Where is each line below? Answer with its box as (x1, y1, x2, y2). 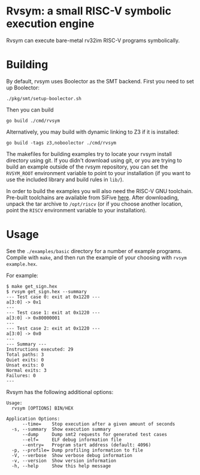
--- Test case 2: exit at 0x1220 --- (6, 325, 101, 331)
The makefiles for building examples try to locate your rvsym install (6, 150, 172, 157)
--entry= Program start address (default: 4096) (22, 442, 151, 448)
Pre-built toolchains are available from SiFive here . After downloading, (6, 194, 180, 201)
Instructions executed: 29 (6, 346, 74, 352)
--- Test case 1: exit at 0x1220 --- (6, 309, 101, 315)
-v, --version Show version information (11, 458, 117, 464)
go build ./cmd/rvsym (6, 118, 60, 124)
